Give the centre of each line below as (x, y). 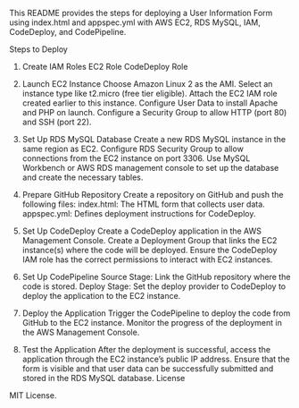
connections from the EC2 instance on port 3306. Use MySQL (136, 158)
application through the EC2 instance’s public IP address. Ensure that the (156, 359)
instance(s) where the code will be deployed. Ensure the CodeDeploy (149, 250)
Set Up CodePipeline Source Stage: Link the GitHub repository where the (156, 277)
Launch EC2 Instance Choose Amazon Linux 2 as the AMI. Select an (147, 84)
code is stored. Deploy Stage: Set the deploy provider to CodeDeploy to (154, 286)
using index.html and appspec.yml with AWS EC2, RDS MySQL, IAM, (135, 22)
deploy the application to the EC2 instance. (101, 296)
